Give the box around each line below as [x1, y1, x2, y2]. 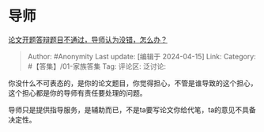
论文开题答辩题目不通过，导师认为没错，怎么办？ [8, 35, 168, 44]
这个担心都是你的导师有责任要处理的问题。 [8, 88, 147, 97]
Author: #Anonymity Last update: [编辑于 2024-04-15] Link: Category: [27, 51, 257, 61]
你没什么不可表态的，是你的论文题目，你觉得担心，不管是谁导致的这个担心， [8, 78, 258, 88]
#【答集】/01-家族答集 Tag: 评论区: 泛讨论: [27, 61, 167, 71]
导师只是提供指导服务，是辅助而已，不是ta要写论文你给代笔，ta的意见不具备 [8, 104, 257, 115]
